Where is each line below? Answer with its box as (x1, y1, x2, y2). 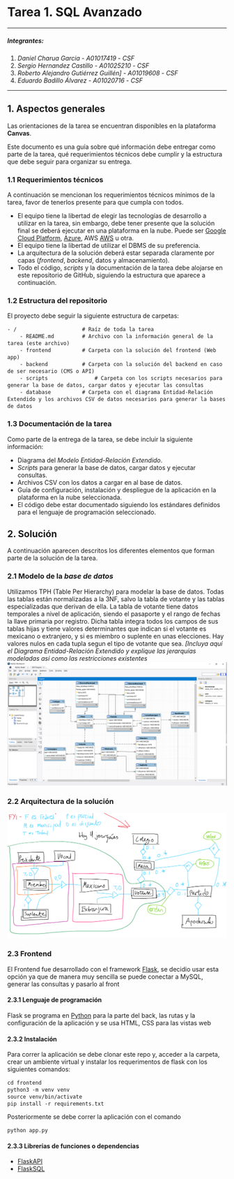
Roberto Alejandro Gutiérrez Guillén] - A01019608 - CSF (17, 68, 179, 77)
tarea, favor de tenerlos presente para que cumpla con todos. (7, 198, 184, 207)
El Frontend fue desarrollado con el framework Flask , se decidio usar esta (7, 965, 219, 973)
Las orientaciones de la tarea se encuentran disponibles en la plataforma (7, 122, 216, 130)
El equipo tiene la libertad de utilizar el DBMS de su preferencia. (17, 242, 201, 250)
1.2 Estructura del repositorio (7, 295, 108, 305)
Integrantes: (7, 36, 44, 45)
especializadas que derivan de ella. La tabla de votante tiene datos (7, 602, 198, 610)
